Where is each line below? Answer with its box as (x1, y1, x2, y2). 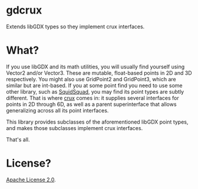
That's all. (6, 136, 30, 143)
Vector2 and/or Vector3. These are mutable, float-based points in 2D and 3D (6, 69, 192, 77)
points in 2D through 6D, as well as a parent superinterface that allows (6, 101, 177, 108)
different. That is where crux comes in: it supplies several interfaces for (6, 94, 179, 101)
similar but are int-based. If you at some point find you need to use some (6, 82, 183, 89)
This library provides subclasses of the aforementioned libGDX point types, (6, 118, 189, 125)
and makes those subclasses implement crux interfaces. (6, 124, 143, 131)
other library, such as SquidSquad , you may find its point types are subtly (6, 88, 184, 95)
